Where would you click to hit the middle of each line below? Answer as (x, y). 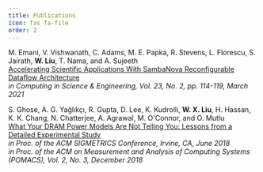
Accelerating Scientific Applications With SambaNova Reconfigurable (122, 69)
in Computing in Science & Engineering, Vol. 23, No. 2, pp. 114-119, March (128, 86)
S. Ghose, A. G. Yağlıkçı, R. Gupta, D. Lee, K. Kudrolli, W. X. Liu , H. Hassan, (130, 110)
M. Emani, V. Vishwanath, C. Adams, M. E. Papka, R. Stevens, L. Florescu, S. (132, 53)
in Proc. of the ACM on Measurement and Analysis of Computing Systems (130, 151)
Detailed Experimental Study (55, 135)
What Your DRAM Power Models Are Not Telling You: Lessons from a (120, 126)
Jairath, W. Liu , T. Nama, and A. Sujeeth (73, 61)
